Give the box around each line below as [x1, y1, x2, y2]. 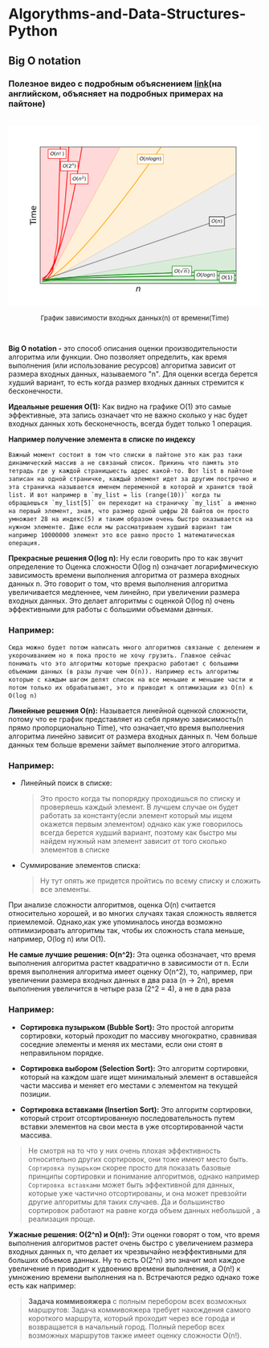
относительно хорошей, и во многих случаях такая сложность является [8, 909, 257, 918]
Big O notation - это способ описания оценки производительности [8, 343, 238, 353]
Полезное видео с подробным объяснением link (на [8, 78, 222, 89]
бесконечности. [8, 386, 63, 396]
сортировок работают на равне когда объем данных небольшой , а [27, 1205, 261, 1215]
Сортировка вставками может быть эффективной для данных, [27, 1179, 235, 1189]
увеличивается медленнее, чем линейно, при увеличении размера [8, 587, 240, 597]
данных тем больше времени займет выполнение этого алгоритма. [8, 739, 241, 749]
